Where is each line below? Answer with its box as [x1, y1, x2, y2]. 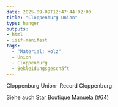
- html [6, 32, 23, 38]
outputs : [6, 26, 29, 32]
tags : [6, 43, 20, 49]
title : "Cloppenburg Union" [6, 15, 78, 21]
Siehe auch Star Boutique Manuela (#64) [6, 94, 109, 101]
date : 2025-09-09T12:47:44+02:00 [6, 9, 92, 15]
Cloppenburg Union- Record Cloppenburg [6, 82, 112, 89]
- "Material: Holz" [12, 49, 62, 55]
